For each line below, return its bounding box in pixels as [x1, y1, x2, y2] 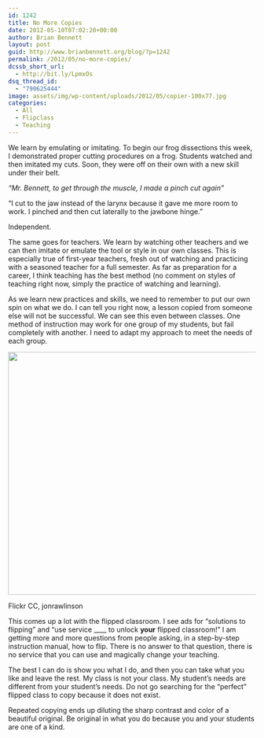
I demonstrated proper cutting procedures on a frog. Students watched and [8, 151, 253, 161]
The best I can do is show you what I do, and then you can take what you [8, 665, 245, 674]
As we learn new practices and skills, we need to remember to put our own [8, 294, 251, 304]
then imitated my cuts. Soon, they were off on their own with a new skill [8, 159, 240, 169]
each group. [8, 336, 48, 345]
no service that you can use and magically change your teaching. [8, 650, 220, 659]
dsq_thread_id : [8, 77, 58, 85]
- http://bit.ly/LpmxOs [15, 70, 93, 78]
